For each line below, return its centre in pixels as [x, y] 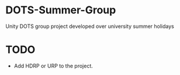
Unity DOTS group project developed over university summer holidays [90, 26]
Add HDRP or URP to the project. [53, 66]
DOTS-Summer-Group [61, 10]
